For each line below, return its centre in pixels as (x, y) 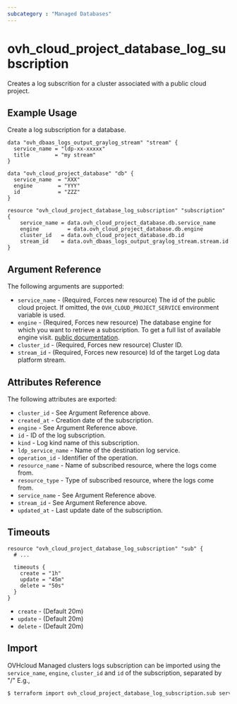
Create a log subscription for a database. (67, 130)
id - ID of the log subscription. (61, 435)
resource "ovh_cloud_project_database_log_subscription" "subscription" (116, 211)
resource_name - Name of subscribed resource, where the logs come (117, 465)
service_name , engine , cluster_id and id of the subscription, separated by (115, 673)
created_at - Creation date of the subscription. (85, 420)
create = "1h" (41, 573)
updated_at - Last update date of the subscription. (90, 510)
